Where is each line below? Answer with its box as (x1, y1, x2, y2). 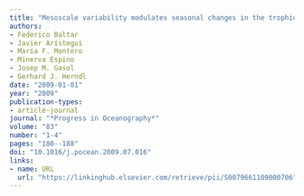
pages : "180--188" (9, 139, 79, 148)
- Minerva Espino (9, 55, 75, 64)
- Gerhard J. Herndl (9, 72, 88, 81)
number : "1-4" (9, 131, 63, 140)
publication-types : (9, 97, 83, 107)
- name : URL (9, 164, 54, 173)
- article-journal (9, 106, 79, 115)
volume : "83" (9, 123, 59, 132)
